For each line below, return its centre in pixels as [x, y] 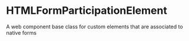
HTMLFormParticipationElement [87, 11]
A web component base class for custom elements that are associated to [95, 27]
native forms [21, 32]
